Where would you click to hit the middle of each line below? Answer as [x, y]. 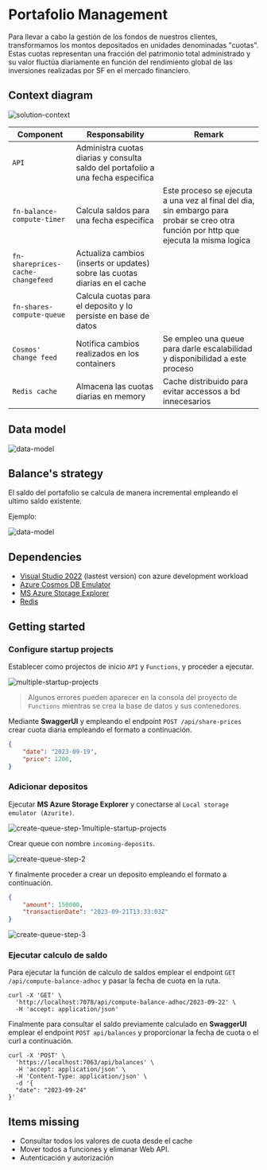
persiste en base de [113, 316]
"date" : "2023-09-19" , [60, 752]
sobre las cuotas [106, 273]
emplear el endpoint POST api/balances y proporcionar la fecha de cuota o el [133, 1032]
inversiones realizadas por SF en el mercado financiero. [99, 70]
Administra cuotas [110, 147]
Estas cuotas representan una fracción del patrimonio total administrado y [130, 53]
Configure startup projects [61, 649]
